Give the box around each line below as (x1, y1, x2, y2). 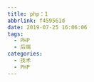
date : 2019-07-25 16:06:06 (7, 24, 88, 31)
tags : (7, 30, 23, 38)
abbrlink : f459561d (7, 17, 66, 24)
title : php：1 (7, 10, 48, 18)
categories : (7, 51, 43, 58)
